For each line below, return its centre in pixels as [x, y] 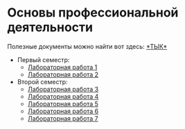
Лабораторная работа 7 [63, 118]
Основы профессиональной [93, 13]
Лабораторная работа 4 [63, 96]
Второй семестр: [42, 81]
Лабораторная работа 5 [63, 103]
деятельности [50, 27]
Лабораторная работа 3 [63, 89]
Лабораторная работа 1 [62, 67]
